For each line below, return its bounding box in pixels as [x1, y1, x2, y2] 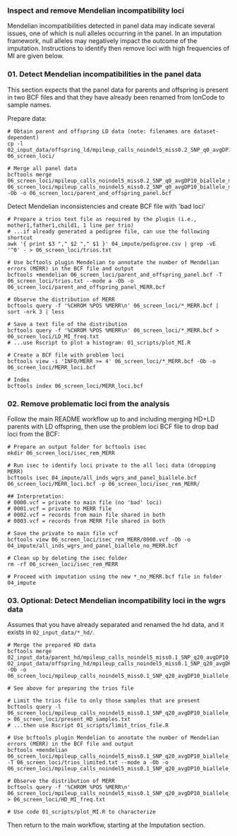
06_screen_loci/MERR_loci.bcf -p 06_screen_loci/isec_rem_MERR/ [7, 480, 200, 487]
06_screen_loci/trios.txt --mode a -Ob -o [7, 277, 134, 285]
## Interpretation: [7, 493, 65, 500]
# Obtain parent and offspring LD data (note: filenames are [7, 128, 191, 135]
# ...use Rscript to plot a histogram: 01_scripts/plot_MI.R [7, 339, 191, 346]
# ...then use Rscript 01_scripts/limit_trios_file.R [7, 722, 169, 729]
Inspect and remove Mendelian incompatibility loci [7, 6, 185, 16]
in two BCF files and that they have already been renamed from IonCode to [7, 92, 225, 101]
